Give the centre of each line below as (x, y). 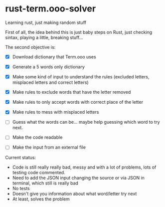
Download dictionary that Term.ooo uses (54, 57)
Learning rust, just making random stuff (46, 22)
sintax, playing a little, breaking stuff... (44, 37)
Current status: (21, 157)
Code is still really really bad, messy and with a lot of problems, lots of (84, 167)
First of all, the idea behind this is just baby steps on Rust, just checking (79, 32)
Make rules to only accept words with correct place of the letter (78, 102)
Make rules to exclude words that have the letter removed (72, 92)
